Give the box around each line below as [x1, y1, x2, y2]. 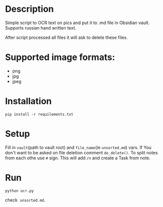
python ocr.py [5, 188, 34, 193]
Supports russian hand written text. [5, 25, 77, 30]
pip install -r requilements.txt [5, 112, 74, 117]
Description [5, 3, 54, 15]
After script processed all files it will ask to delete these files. [5, 34, 128, 40]
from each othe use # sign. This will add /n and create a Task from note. [5, 155, 151, 161]
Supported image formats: [5, 52, 115, 63]
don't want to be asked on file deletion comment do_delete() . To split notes [5, 149, 158, 155]
